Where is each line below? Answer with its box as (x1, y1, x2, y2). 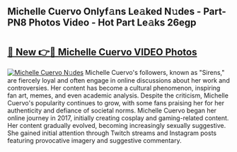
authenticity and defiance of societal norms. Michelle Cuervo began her (7, 106, 217, 115)
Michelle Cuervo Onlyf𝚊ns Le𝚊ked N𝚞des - (7, 6, 202, 18)
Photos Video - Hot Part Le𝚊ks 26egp (28, 17, 197, 29)
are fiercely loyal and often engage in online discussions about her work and (7, 76, 230, 84)
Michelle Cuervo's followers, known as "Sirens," (84, 69, 225, 76)
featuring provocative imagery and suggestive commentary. (7, 136, 182, 144)
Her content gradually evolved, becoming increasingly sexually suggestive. (7, 122, 226, 129)
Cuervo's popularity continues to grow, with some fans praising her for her (7, 99, 225, 107)
